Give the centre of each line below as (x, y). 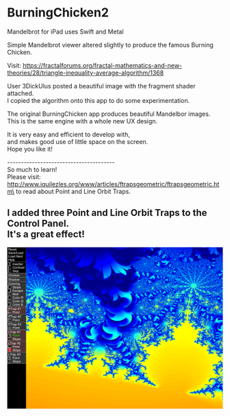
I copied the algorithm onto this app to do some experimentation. (99, 100)
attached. (21, 93)
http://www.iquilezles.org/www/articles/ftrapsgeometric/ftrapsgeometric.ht (113, 184)
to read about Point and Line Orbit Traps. (74, 191)
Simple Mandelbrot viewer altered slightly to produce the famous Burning (110, 45)
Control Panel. (38, 224)
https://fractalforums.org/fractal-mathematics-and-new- (103, 65)
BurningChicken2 (58, 13)
